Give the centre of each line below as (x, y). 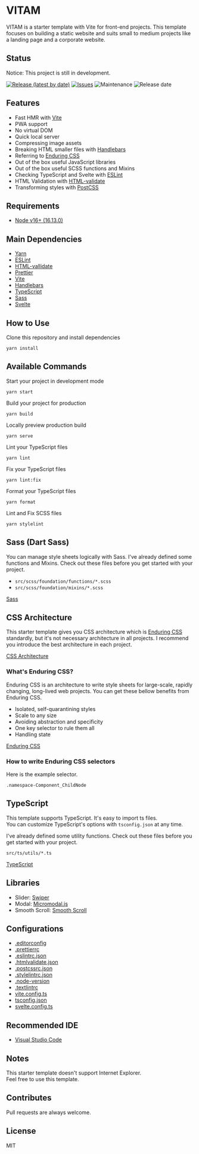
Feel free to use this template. (43, 1079)
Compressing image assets (48, 143)
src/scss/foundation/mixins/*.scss (59, 588)
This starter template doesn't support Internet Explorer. (74, 1073)
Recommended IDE (42, 1025)
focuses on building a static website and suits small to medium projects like (99, 33)
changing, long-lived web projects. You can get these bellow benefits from (98, 691)
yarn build (20, 414)
